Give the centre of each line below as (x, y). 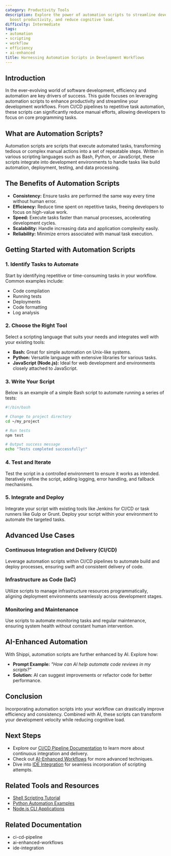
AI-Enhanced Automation (47, 642)
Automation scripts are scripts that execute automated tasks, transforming (83, 146)
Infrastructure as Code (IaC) (41, 580)
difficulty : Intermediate (33, 24)
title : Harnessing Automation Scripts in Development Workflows (75, 57)
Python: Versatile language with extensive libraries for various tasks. (85, 357)
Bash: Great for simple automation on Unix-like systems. (72, 352)
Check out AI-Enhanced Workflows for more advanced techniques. (83, 759)
